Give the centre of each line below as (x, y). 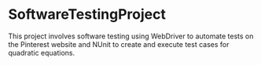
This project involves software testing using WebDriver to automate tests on (131, 36)
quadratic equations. (42, 52)
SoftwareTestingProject (87, 14)
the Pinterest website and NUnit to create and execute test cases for (119, 44)
